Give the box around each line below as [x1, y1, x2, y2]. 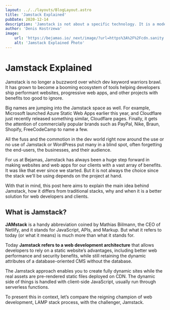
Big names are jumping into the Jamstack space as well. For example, [5, 105, 151, 111]
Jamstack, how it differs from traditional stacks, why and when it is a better [5, 188, 162, 194]
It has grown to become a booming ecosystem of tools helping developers [5, 84, 160, 90]
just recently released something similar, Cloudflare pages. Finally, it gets [5, 115, 158, 121]
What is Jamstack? [5, 208, 67, 216]
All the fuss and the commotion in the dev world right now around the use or [5, 136, 164, 142]
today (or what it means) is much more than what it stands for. [5, 232, 135, 238]
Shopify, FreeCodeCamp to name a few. [5, 126, 89, 132]
